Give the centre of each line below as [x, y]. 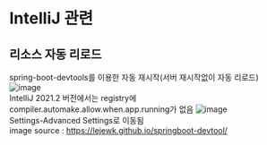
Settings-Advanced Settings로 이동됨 [77, 120]
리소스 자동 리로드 [56, 54]
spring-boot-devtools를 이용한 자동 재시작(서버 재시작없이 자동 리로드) [134, 77]
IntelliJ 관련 [52, 18]
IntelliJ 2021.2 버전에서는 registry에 [73, 98]
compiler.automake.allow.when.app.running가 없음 [102, 109]
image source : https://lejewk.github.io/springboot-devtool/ [119, 130]
